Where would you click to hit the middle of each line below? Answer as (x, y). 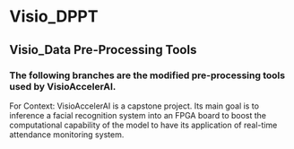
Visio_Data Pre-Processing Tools (103, 50)
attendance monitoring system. (67, 134)
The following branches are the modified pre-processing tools (147, 75)
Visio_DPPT (54, 17)
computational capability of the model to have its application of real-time (143, 125)
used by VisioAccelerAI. (63, 86)
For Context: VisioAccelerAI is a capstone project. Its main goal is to (134, 106)
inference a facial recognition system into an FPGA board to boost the (138, 115)
